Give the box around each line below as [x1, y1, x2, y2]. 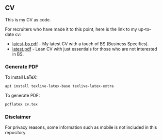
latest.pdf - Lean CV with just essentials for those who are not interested [12, 46, 157, 52]
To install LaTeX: [5, 74, 38, 80]
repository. [5, 130, 27, 136]
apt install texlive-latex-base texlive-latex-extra [5, 84, 114, 89]
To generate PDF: [5, 92, 40, 98]
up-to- [138, 26, 151, 32]
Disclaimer [5, 113, 31, 120]
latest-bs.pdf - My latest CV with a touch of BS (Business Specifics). [12, 41, 149, 47]
